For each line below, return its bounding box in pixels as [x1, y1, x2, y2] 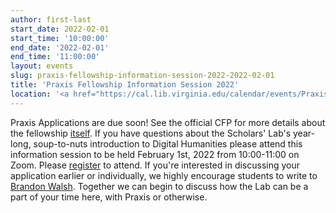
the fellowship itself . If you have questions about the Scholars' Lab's [10, 127, 292, 139]
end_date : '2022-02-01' [10, 42, 110, 53]
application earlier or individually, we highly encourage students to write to [10, 169, 318, 181]
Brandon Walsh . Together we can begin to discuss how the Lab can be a [10, 180, 309, 192]
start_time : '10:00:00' [10, 33, 110, 43]
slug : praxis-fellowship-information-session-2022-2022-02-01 [10, 71, 275, 81]
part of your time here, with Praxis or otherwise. [10, 191, 208, 203]
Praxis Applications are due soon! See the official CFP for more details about [10, 116, 326, 128]
